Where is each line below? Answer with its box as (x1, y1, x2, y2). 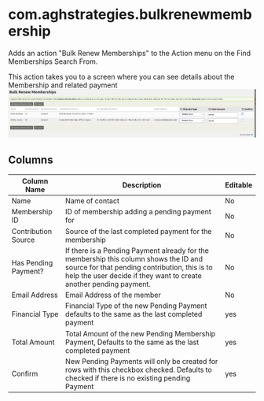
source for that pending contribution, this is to (65, 262, 214, 272)
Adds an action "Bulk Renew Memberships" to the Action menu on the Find (8, 48, 251, 58)
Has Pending (11, 258, 53, 268)
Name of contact (65, 196, 120, 206)
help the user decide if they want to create (65, 270, 202, 280)
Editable (225, 180, 253, 190)
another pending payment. (65, 279, 151, 288)
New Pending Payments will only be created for (65, 356, 218, 366)
